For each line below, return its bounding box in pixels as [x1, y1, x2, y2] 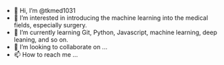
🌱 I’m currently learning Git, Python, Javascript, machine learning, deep [13, 28, 218, 36]
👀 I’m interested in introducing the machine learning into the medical [13, 14, 209, 22]
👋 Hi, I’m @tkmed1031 [13, 7, 76, 14]
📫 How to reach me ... [13, 51, 78, 58]
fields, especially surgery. [13, 21, 88, 29]
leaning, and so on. [13, 36, 68, 44]
